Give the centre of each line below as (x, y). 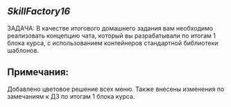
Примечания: (38, 72)
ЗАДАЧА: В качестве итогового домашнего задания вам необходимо (110, 28)
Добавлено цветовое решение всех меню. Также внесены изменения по (116, 89)
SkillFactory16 (39, 11)
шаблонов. (23, 50)
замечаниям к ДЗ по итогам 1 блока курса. (71, 96)
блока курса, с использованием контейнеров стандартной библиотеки (113, 43)
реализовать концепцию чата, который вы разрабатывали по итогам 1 (112, 35)
